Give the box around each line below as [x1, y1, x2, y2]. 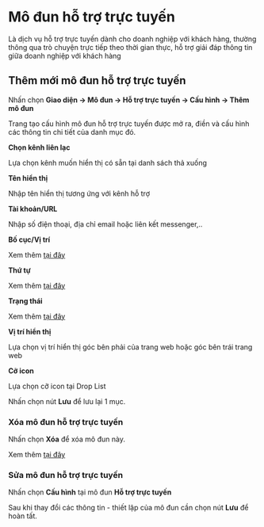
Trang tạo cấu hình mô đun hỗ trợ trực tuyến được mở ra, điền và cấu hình [8, 119, 250, 128]
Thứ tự [8, 265, 31, 275]
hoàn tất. [8, 511, 38, 521]
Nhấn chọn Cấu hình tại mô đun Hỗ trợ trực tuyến [8, 487, 172, 497]
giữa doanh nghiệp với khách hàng [8, 51, 121, 60]
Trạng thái [8, 296, 43, 305]
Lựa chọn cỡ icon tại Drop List [8, 381, 106, 391]
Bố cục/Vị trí [8, 235, 51, 244]
